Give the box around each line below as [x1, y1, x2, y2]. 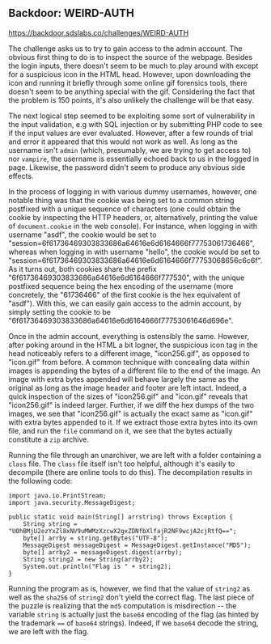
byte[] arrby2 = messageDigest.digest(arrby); [23, 548, 183, 557]
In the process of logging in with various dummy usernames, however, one [8, 186, 257, 197]
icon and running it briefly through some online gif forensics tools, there [8, 78, 248, 87]
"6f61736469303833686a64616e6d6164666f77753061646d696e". [8, 316, 234, 325]
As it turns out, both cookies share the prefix [8, 264, 157, 273]
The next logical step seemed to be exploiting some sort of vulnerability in [8, 111, 256, 121]
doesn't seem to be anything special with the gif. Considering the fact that [8, 87, 256, 96]
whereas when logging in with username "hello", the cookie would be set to [8, 247, 260, 256]
